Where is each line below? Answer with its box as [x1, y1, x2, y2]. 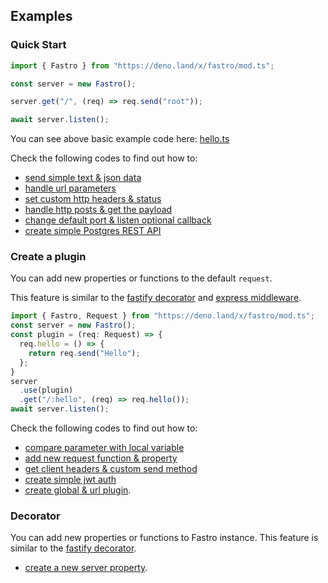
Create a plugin [10, 250, 87, 264]
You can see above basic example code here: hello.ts [10, 133, 230, 145]
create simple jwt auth [24, 474, 117, 486]
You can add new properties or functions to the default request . [10, 272, 273, 284]
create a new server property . [24, 562, 148, 574]
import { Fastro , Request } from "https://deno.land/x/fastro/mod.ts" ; [10, 311, 315, 321]
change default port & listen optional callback [24, 214, 212, 226]
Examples [10, 8, 73, 25]
